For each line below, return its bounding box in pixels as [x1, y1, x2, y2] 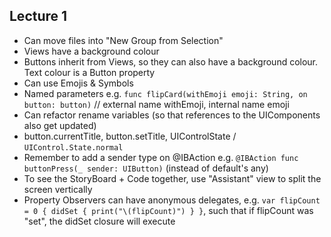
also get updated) [23, 119, 97, 131]
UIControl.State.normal [23, 142, 124, 153]
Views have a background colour [23, 45, 160, 57]
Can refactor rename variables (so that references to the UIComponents [23, 109, 321, 121]
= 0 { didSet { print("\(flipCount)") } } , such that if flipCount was [23, 204, 314, 216]
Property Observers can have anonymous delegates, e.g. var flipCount [23, 194, 321, 206]
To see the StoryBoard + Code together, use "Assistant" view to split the [23, 172, 322, 184]
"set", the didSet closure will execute [23, 215, 176, 227]
